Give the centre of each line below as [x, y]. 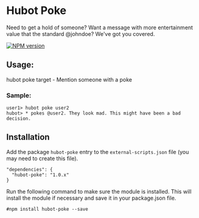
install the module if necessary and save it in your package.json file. [91, 198]
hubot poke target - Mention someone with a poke [69, 79]
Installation [28, 137]
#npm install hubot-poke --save [47, 209]
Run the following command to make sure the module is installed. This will [99, 191]
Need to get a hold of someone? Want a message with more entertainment [100, 27]
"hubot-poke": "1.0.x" [40, 175]
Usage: [20, 65]
